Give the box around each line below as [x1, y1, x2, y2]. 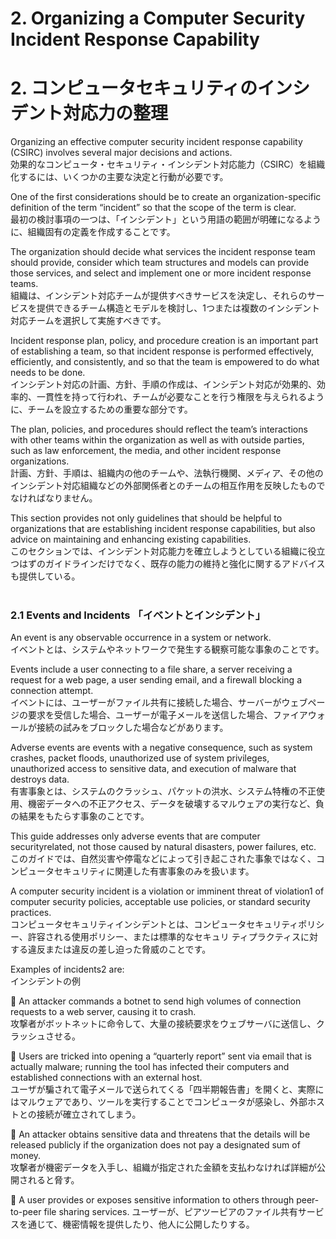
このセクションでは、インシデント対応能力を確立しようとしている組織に [10, 545, 308, 557]
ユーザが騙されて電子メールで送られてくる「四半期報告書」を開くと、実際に [10, 1083, 325, 1096]
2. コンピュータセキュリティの [10, 77, 258, 100]
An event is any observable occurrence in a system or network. [10, 632, 272, 644]
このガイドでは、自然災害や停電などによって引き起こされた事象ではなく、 [10, 853, 317, 865]
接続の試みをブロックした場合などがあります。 [36, 722, 229, 734]
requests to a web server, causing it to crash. [10, 1006, 197, 1018]
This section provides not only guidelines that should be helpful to [10, 512, 283, 524]
